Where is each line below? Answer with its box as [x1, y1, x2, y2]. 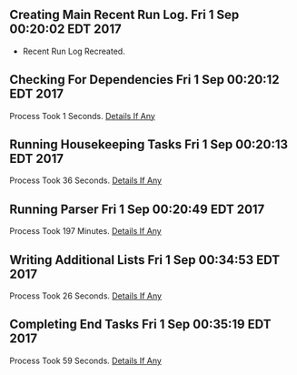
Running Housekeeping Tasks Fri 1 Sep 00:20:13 [9, 137, 289, 153]
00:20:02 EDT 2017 [9, 22, 122, 37]
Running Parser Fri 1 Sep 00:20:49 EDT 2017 [9, 201, 265, 217]
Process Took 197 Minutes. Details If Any [9, 226, 162, 237]
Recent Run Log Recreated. [22, 46, 125, 56]
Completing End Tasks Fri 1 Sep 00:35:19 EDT [9, 317, 272, 332]
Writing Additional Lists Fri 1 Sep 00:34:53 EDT [9, 252, 280, 268]
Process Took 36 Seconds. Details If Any [9, 175, 162, 186]
